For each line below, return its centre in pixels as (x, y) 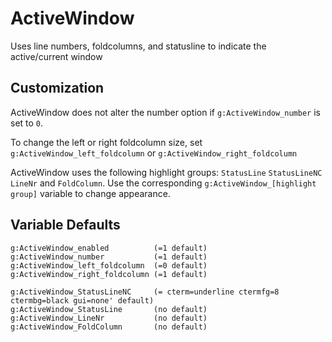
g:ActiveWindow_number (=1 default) (109, 257)
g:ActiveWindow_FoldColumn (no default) (109, 327)
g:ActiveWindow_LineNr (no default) (109, 318)
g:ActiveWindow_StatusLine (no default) (109, 309)
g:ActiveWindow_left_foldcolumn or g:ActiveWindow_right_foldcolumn (154, 153)
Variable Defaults (65, 225)
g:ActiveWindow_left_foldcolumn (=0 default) (109, 265)
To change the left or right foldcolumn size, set (106, 142)
